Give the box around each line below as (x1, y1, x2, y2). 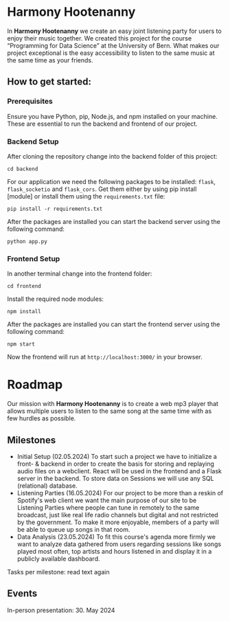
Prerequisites (7, 97, 53, 106)
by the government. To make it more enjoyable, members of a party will (16, 518, 220, 526)
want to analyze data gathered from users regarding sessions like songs (16, 540, 222, 548)
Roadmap (7, 377, 63, 392)
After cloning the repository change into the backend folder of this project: (7, 152, 218, 160)
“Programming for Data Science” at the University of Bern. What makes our (7, 41, 220, 49)
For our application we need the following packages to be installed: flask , (7, 177, 216, 185)
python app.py (7, 238, 48, 245)
